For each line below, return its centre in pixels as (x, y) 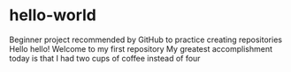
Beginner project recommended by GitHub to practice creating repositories (146, 40)
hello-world (53, 15)
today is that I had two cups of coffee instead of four (105, 58)
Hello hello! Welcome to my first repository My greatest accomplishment (141, 48)
